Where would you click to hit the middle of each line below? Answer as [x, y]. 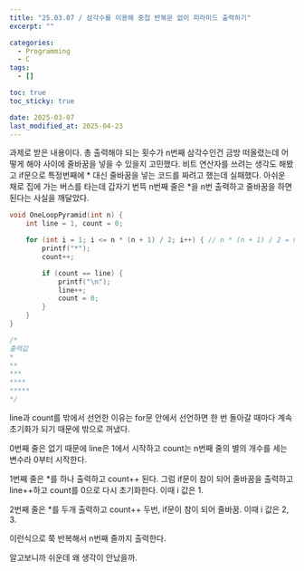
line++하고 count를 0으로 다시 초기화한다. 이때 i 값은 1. [106, 489]
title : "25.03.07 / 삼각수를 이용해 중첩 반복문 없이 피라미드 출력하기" [130, 18]
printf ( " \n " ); [84, 282]
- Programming [44, 51]
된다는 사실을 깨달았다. [49, 198]
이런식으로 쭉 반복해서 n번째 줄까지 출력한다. [88, 538]
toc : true [28, 92]
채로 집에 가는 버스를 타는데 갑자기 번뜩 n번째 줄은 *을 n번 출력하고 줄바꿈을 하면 [151, 187]
